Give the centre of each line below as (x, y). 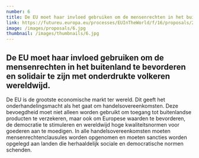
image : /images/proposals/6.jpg (46, 28)
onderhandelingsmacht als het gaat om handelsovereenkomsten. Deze (92, 106)
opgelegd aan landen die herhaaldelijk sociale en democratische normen (95, 143)
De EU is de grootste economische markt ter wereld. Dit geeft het (86, 99)
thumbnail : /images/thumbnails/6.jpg (53, 34)
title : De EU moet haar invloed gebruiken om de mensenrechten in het (95, 17)
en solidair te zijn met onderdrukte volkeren (88, 76)
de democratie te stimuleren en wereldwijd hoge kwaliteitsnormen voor (93, 124)
